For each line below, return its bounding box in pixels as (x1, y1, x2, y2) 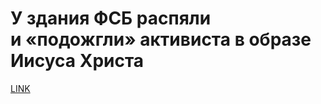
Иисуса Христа (10, 50, 145, 72)
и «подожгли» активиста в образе (10, 28, 312, 51)
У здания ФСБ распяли (10, 7, 212, 30)
